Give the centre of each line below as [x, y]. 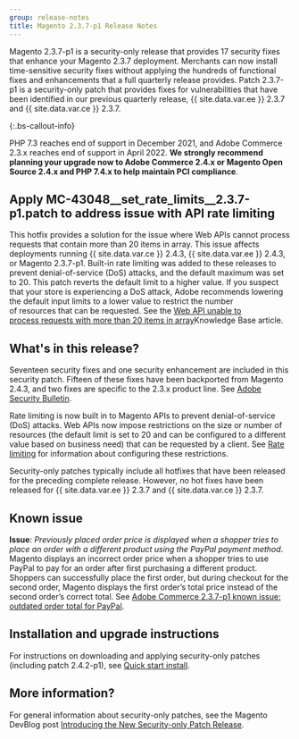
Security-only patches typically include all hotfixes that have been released [147, 471]
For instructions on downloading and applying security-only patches [135, 655]
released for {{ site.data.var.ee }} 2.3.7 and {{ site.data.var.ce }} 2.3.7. [137, 490]
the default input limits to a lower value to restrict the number [121, 301]
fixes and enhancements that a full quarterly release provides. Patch [135, 80]
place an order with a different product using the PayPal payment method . [146, 549]
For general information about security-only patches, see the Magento [138, 715]
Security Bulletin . [41, 399]
